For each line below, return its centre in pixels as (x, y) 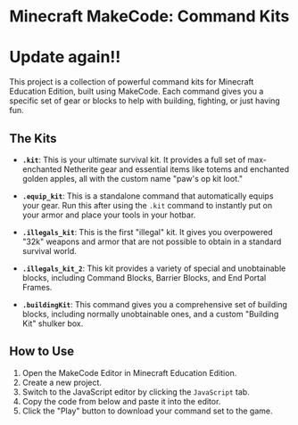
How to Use (42, 351)
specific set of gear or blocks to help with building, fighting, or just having (145, 101)
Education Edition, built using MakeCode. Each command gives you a (137, 92)
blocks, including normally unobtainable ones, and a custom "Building (150, 314)
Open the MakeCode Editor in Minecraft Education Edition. (129, 372)
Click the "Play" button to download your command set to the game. (147, 411)
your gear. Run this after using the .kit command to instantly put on (147, 205)
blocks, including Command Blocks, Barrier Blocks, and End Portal (144, 277)
